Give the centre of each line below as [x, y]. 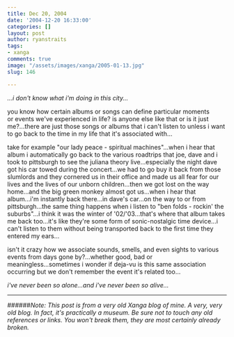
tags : [15, 46]
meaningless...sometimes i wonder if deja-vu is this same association [107, 264]
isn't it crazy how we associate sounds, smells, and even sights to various [113, 249]
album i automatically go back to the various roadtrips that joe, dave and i [112, 155]
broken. [18, 327]
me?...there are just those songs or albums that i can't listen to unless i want [116, 126]
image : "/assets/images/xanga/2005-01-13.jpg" [76, 65]
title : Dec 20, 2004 [37, 14]
